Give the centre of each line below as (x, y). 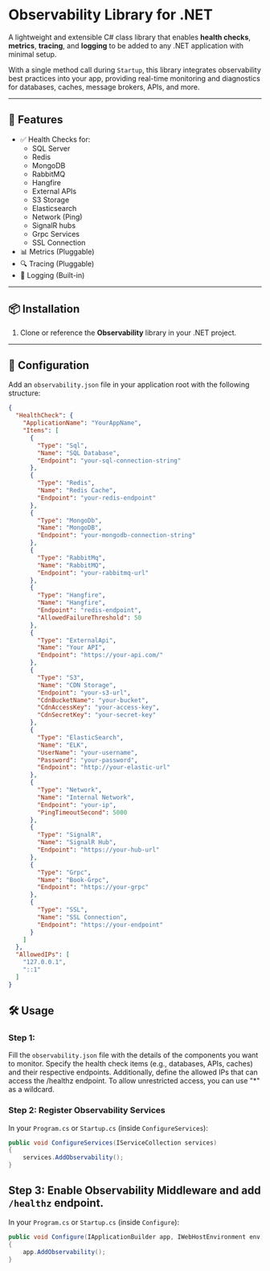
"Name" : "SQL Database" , (79, 453)
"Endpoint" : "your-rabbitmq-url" (93, 573)
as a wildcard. (31, 1090)
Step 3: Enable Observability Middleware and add (135, 1190)
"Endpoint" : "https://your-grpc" (93, 888)
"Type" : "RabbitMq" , (72, 557)
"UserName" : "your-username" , (88, 752)
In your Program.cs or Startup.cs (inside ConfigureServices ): (108, 1128)
